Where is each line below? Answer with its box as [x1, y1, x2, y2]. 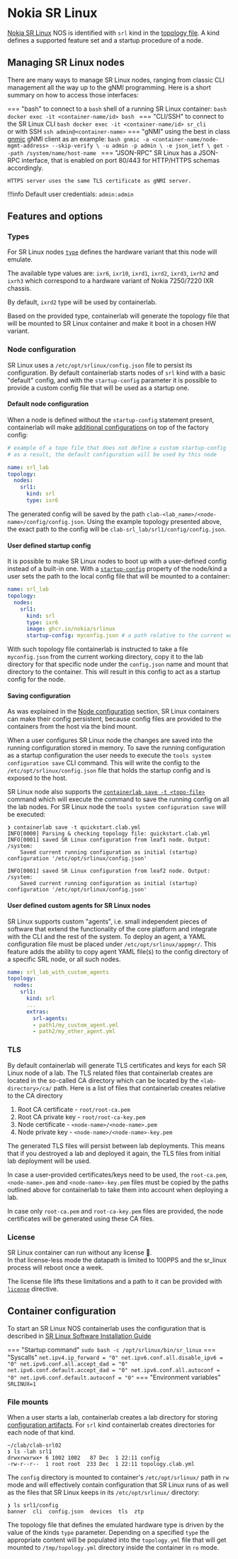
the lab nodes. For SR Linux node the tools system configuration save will [7, 803, 227, 811]
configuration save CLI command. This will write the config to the [7, 759, 200, 767]
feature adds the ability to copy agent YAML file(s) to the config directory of [7, 947, 229, 955]
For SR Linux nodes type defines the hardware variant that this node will [7, 247, 217, 257]
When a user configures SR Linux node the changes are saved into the [7, 736, 213, 744]
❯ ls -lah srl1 [7, 1448, 52, 1455]
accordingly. [7, 164, 44, 172]
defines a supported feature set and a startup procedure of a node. [7, 36, 203, 44]
